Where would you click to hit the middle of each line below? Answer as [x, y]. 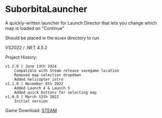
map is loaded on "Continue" [35, 28]
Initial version [31, 101]
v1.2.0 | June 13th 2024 [31, 66]
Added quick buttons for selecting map [56, 92]
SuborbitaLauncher [46, 9]
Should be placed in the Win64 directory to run [52, 38]
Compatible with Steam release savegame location [67, 71]
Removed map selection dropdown [48, 75]
